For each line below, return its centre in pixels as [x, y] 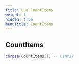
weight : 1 [16, 15]
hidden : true [19, 19]
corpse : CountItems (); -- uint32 [39, 56]
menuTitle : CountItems [29, 24]
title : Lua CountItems [29, 10]
